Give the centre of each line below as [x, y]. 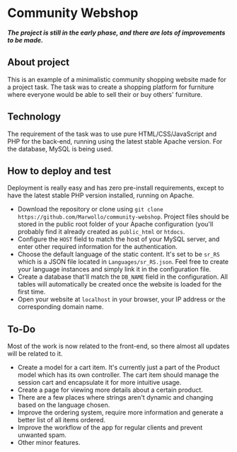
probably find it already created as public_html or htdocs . [101, 232]
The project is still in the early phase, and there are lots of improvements [116, 33]
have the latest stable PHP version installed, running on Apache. [101, 195]
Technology [34, 117]
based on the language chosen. [64, 405]
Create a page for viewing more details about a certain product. [110, 390]
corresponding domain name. [60, 307]
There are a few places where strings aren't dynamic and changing [115, 398]
